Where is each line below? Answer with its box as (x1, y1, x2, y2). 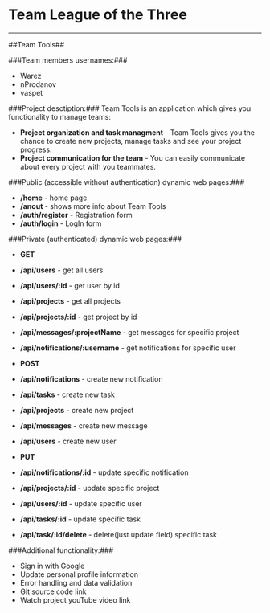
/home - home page (19, 193, 88, 202)
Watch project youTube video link (19, 595, 131, 604)
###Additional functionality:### (8, 545, 114, 555)
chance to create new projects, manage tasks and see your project (19, 136, 242, 145)
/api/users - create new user (19, 436, 117, 446)
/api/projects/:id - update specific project (19, 483, 160, 492)
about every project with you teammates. (19, 161, 157, 171)
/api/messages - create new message (19, 420, 148, 431)
